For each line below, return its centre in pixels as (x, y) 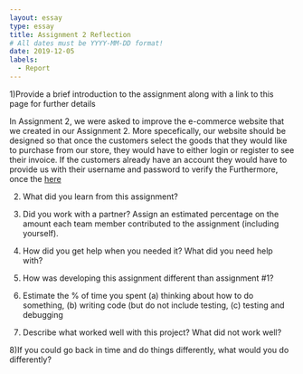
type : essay (32, 26)
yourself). (40, 233)
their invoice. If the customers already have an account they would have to (148, 159)
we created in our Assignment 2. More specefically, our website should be (148, 130)
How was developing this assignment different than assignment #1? (148, 278)
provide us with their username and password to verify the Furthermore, (144, 169)
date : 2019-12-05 (42, 52)
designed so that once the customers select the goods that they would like (148, 140)
